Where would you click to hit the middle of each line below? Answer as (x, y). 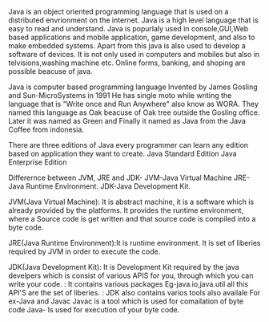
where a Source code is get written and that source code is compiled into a (132, 219)
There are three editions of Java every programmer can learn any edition (128, 145)
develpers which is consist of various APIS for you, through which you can (131, 275)
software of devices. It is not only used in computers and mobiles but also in (134, 54)
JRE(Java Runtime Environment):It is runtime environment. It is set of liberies (134, 243)
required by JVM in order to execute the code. (84, 251)
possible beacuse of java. (50, 71)
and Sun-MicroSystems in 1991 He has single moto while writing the (120, 95)
